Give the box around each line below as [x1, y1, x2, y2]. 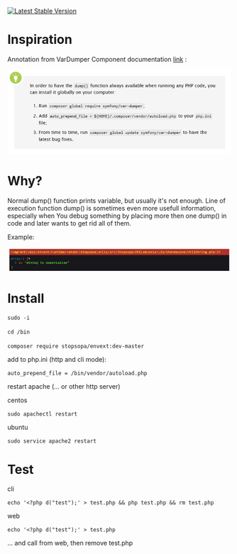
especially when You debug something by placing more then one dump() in [7, 211, 227, 220]
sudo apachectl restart [7, 411, 78, 418]
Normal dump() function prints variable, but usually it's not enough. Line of [7, 196, 226, 205]
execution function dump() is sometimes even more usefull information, [7, 204, 216, 213]
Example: [7, 233, 35, 241]
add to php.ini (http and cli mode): [7, 355, 106, 364]
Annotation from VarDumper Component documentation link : [7, 55, 187, 63]
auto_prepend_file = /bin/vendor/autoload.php [7, 370, 148, 377]
